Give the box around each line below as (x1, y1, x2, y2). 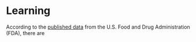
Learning (6, 4, 51, 17)
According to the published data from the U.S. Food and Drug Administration (6, 23, 190, 30)
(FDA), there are (6, 29, 45, 36)
